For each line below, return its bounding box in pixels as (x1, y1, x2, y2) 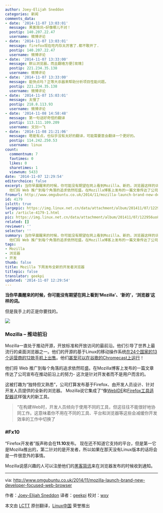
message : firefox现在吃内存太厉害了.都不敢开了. (9, 43, 99, 48)
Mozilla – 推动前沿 (5, 331, 48, 338)
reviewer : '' (5, 224, 32, 229)
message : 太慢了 (9, 98, 40, 103)
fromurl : (5, 192, 23, 197)
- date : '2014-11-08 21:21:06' (5, 129, 68, 134)
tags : (5, 242, 16, 247)
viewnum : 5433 (9, 170, 38, 175)
